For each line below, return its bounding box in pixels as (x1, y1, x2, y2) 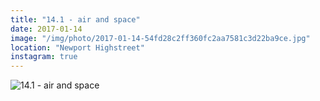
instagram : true (10, 52, 78, 62)
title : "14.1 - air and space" (10, 14, 141, 25)
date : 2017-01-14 (10, 24, 83, 34)
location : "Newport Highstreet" (10, 42, 145, 53)
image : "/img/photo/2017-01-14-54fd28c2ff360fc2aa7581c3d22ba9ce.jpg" (10, 33, 311, 43)
